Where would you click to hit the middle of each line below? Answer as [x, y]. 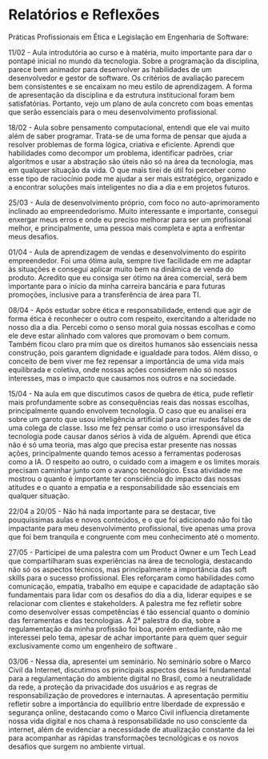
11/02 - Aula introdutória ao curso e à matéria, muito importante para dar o [130, 52]
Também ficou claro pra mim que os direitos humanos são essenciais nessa [133, 344]
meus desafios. [34, 236]
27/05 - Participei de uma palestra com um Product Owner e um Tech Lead [132, 552]
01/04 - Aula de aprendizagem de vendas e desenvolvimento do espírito [127, 252]
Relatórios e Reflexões [84, 15]
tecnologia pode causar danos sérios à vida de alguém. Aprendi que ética [130, 436]
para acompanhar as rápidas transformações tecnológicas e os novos [124, 737]
